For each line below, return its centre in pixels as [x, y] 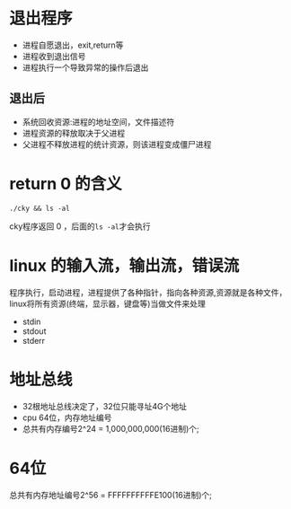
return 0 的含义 [66, 184]
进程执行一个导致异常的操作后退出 [85, 67]
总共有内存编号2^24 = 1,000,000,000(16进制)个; [110, 428]
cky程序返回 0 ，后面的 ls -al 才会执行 [80, 226]
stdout [34, 331]
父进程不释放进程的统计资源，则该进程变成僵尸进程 [117, 144]
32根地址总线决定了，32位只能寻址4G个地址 [104, 406]
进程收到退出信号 [54, 56]
